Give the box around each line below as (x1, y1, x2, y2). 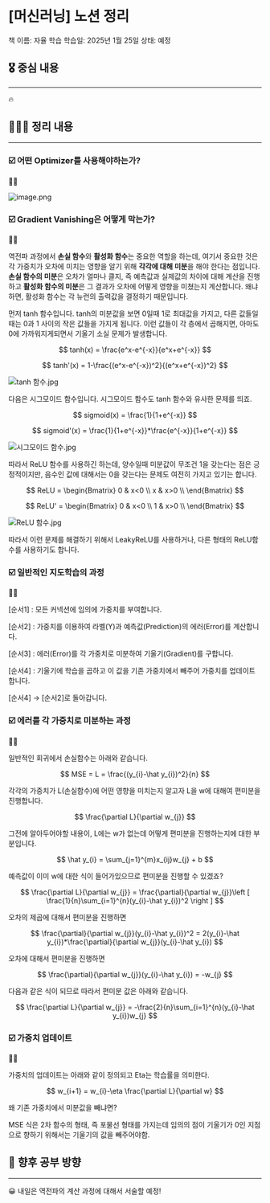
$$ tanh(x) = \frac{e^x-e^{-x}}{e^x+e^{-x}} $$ (59, 345, 211, 354)
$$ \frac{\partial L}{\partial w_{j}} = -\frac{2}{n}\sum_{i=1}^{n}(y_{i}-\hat (15, 1002, 255, 1012)
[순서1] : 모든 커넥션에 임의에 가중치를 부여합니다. (8, 604, 162, 615)
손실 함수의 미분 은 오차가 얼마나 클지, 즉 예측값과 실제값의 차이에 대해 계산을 (8, 272, 246, 281)
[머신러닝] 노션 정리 (8, 7, 130, 26)
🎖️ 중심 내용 (8, 61, 59, 75)
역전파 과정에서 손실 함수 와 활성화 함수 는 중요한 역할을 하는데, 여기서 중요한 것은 (8, 252, 259, 261)
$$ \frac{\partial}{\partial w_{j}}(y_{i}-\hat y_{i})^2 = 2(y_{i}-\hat (31, 928, 239, 938)
